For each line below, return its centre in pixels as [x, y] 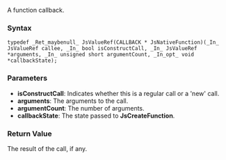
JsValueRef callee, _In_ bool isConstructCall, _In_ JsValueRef [102, 49]
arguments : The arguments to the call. [73, 101]
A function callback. [36, 10]
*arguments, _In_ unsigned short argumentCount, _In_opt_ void [101, 55]
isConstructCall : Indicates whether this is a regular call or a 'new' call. [118, 93]
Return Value [30, 134]
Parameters [27, 78]
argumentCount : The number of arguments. [81, 108]
